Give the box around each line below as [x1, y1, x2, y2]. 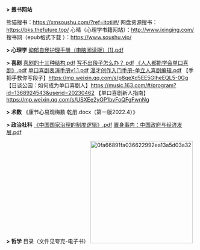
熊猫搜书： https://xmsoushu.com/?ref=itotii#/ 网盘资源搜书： [6, 19, 158, 26]
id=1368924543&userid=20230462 [6, 90, 95, 96]
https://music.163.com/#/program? [90, 82, 177, 89]
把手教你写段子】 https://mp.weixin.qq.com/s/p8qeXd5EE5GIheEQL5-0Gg [6, 75, 189, 81]
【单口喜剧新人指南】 [96, 90, 149, 96]
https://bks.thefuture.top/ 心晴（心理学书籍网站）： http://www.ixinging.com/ [6, 26, 194, 33]
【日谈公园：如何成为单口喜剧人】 [6, 82, 91, 89]
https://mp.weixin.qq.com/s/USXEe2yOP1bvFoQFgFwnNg [6, 96, 149, 103]
